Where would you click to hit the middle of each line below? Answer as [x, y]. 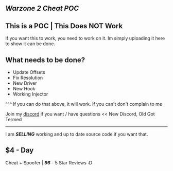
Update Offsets [29, 72]
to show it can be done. [30, 44]
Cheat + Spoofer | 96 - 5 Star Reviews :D [49, 163]
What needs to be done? [45, 60]
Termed [14, 120]
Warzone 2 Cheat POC [42, 8]
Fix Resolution [28, 78]
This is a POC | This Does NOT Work [64, 26]
